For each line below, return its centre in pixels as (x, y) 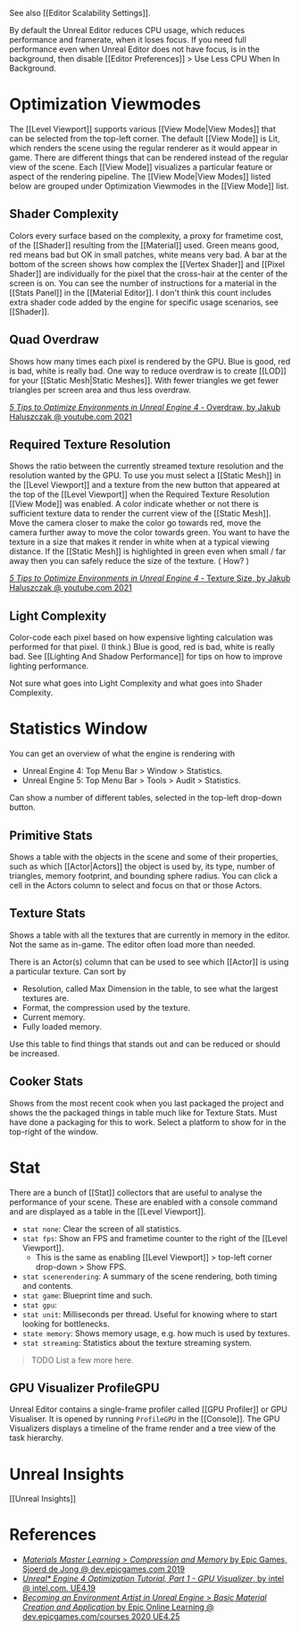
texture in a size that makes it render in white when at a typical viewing (139, 542)
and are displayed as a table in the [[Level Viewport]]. (108, 1211)
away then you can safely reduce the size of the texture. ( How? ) (129, 561)
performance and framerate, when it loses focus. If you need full (128, 40)
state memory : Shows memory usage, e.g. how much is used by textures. (156, 1333)
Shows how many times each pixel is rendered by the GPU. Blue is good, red (150, 361)
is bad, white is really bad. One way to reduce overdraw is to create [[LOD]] (148, 371)
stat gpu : (40, 1305)
